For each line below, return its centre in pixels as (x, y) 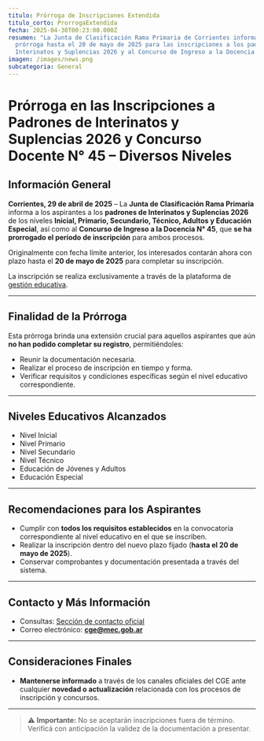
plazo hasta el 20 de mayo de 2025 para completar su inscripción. (116, 261)
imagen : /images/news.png (50, 60)
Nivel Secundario (48, 452)
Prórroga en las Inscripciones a (112, 105)
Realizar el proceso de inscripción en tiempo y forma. (106, 368)
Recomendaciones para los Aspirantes (105, 509)
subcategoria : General (45, 67)
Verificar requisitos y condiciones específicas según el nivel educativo (134, 376)
